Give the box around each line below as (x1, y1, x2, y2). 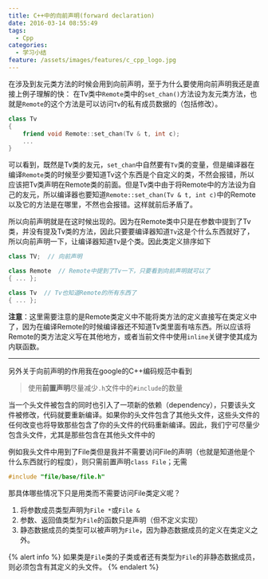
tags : (8, 26, 26, 34)
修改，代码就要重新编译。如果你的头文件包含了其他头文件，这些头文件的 (22, 410, 260, 419)
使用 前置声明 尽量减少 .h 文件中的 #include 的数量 (27, 383, 183, 392)
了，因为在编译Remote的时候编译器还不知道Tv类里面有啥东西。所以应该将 (8, 321, 251, 331)
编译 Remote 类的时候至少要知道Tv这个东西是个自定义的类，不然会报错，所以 (8, 170, 254, 179)
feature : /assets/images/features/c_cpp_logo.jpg (8, 57, 177, 65)
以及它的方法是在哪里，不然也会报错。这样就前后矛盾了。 (8, 200, 197, 210)
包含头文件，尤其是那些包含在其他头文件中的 (8, 430, 156, 439)
